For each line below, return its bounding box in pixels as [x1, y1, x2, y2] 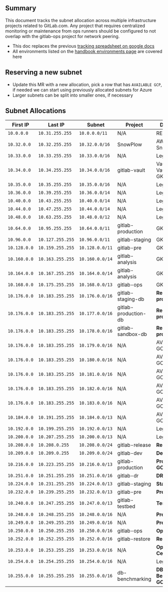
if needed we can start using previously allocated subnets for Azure [12, 87, 152, 93]
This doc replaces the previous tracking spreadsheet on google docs [12, 43, 155, 49]
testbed [117, 503, 135, 510]
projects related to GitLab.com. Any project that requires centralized [5, 23, 145, 29]
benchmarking [117, 575, 151, 582]
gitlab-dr [117, 472, 139, 479]
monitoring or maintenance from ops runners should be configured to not [5, 28, 156, 34]
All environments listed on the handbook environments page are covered [12, 48, 162, 54]
